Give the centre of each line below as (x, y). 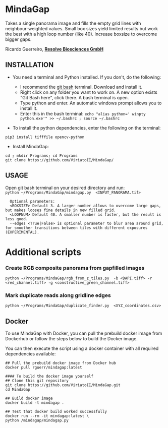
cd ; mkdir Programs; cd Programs (42, 156)
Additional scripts (43, 252)
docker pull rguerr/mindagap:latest (44, 368)
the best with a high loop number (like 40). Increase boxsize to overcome (81, 34)
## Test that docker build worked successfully (56, 412)
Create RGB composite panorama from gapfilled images (75, 268)
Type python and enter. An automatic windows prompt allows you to (91, 103)
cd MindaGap (18, 390)
